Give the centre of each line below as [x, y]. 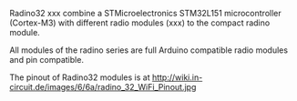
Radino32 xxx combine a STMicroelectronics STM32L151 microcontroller [146, 13]
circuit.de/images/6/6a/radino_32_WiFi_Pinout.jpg [103, 87]
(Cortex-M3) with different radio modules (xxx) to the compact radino [140, 23]
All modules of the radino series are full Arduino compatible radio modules [149, 50]
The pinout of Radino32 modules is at [80, 77]
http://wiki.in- [177, 77]
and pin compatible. [47, 60]
